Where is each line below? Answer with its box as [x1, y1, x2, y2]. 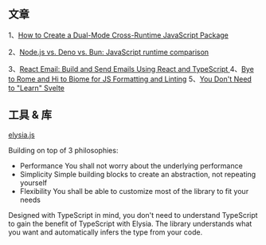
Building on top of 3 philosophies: [8, 145, 119, 155]
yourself [19, 178, 48, 188]
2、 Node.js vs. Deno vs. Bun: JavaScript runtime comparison [8, 47, 209, 57]
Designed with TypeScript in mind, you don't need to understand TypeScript [8, 210, 258, 219]
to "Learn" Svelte [8, 83, 65, 93]
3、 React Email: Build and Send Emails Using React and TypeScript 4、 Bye [8, 64, 255, 73]
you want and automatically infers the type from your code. [8, 227, 203, 237]
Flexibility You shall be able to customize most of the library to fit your [19, 186, 249, 196]
